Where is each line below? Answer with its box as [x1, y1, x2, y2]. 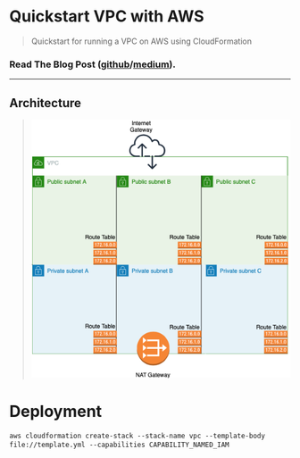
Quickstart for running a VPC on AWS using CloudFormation [30, 36, 253, 46]
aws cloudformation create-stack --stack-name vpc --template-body [9, 431, 266, 441]
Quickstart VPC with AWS [9, 6, 204, 27]
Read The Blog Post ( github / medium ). [9, 58, 176, 71]
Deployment [9, 401, 103, 421]
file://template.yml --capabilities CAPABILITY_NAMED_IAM [9, 440, 229, 450]
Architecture [9, 96, 82, 111]
